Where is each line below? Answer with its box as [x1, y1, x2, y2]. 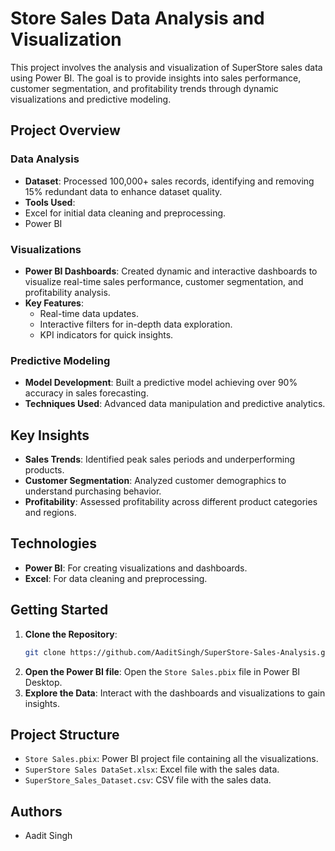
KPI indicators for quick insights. [39, 328, 174, 341]
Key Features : [24, 297, 84, 309]
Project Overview [10, 122, 121, 139]
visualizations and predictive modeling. [10, 93, 172, 105]
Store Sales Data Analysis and [10, 7, 265, 30]
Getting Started [10, 602, 109, 619]
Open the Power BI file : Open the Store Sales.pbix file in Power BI [24, 665, 301, 677]
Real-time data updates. [39, 307, 139, 319]
